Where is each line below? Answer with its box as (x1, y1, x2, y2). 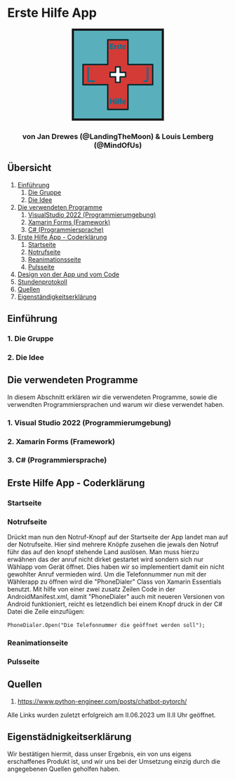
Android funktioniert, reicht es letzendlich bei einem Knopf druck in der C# (7, 600, 223, 608)
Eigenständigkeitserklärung (17, 292, 97, 301)
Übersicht (7, 162, 52, 174)
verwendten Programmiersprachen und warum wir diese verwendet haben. (7, 400, 224, 408)
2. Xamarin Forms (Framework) (7, 436, 116, 446)
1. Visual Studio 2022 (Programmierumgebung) (7, 417, 172, 427)
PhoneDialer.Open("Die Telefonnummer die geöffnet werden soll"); (7, 622, 206, 629)
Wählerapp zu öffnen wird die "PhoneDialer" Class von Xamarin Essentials (7, 577, 222, 586)
